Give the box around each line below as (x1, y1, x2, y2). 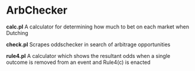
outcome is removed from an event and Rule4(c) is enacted (6, 59, 151, 66)
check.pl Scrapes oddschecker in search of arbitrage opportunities (6, 41, 171, 48)
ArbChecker (6, 4, 68, 17)
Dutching (6, 29, 28, 36)
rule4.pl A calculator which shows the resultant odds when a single (6, 52, 170, 59)
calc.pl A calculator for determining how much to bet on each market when (6, 23, 190, 30)
